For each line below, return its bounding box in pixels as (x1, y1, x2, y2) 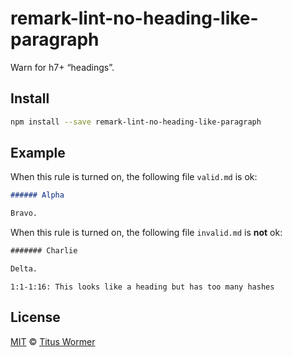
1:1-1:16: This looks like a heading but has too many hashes (10, 282, 275, 292)
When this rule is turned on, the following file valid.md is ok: (10, 171, 258, 183)
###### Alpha (10, 190, 65, 201)
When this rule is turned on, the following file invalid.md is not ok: (10, 227, 283, 239)
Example (10, 145, 66, 162)
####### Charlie (10, 246, 78, 256)
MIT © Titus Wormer (10, 335, 96, 347)
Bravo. (10, 208, 38, 219)
